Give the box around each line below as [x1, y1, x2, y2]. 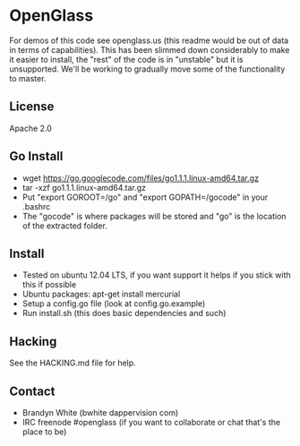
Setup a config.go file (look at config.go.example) [21, 298, 206, 309]
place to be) [21, 426, 67, 437]
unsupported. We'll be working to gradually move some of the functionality [9, 64, 286, 74]
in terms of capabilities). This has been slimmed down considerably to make [9, 44, 290, 55]
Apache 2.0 [9, 123, 52, 133]
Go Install [9, 149, 64, 164]
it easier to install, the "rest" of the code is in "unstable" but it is [9, 54, 244, 64]
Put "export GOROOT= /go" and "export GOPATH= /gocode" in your [21, 192, 269, 202]
